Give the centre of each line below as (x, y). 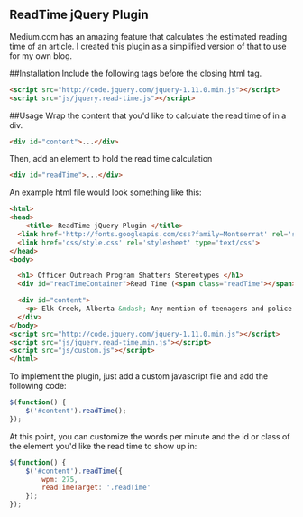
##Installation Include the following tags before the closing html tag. (136, 73)
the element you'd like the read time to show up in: (103, 446)
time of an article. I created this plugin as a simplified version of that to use (148, 46)
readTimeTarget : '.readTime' (96, 488)
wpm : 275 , (60, 479)
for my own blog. (41, 55)
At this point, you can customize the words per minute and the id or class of (150, 436)
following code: (38, 386)
